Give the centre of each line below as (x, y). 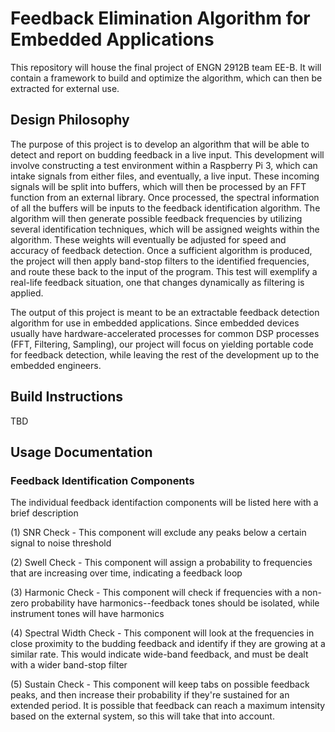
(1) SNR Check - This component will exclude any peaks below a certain (158, 533)
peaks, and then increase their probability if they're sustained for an (150, 695)
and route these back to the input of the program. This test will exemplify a (164, 271)
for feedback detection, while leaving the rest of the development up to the (165, 354)
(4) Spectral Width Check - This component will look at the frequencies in (162, 633)
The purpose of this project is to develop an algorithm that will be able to (160, 144)
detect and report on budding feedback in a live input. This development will (167, 154)
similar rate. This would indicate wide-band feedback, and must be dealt (159, 654)
